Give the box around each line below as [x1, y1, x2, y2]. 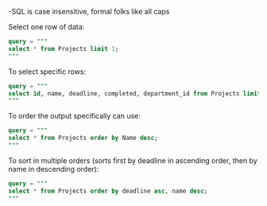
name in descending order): [8, 164, 99, 173]
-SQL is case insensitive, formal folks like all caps [8, 7, 170, 16]
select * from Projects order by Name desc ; [8, 134, 158, 142]
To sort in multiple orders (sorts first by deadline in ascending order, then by [8, 155, 258, 165]
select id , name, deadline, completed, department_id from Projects [8, 89, 240, 98]
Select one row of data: [8, 22, 85, 31]
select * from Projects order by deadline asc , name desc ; [8, 187, 208, 195]
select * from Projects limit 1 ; [8, 45, 119, 52]
